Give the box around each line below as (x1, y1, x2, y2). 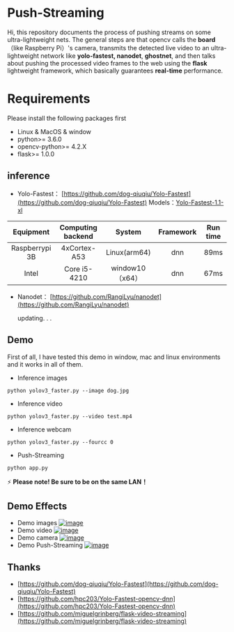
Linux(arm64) (105, 247, 151, 257)
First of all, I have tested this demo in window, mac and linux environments (7, 353, 221, 361)
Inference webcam (17, 425, 72, 434)
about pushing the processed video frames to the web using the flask (7, 59, 208, 67)
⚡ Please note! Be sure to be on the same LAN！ (7, 477, 148, 486)
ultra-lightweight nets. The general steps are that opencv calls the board (7, 35, 216, 43)
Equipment (13, 227, 50, 237)
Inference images (17, 374, 68, 382)
